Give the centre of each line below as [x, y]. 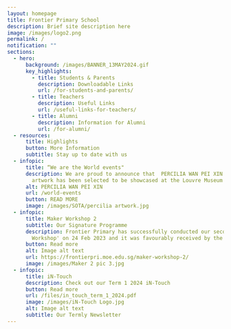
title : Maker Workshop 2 [61, 219]
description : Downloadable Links [86, 84]
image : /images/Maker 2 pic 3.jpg [75, 263]
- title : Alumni [55, 116]
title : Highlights [52, 142]
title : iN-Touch [48, 277]
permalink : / [26, 39]
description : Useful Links [76, 103]
